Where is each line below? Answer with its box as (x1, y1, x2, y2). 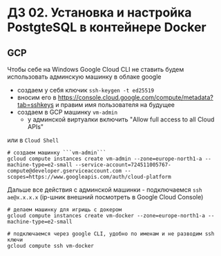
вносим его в (17, 93, 57, 101)
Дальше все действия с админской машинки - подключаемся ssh (7, 186, 202, 194)
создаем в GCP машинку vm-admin (17, 108, 118, 116)
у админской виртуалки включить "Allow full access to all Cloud (27, 115, 215, 124)
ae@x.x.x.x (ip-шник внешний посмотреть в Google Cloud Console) (7, 193, 204, 201)
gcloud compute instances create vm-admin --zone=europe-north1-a (7, 155, 202, 162)
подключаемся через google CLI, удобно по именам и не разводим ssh (13, 230, 215, 237)
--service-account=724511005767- (75, 161, 171, 168)
